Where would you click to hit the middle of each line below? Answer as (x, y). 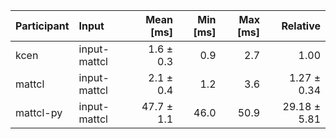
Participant (42, 26)
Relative (301, 26)
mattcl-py (39, 112)
